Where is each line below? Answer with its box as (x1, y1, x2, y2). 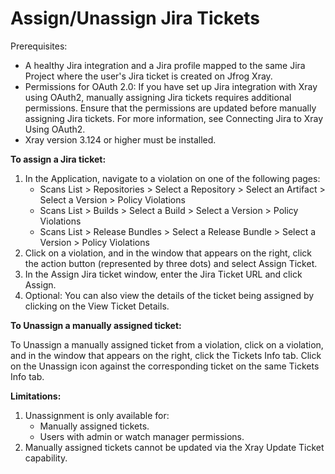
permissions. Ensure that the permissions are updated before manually (24, 102, 317, 114)
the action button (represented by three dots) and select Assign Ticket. (24, 257, 318, 269)
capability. (24, 452, 68, 464)
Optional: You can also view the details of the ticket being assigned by (24, 289, 315, 301)
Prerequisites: (10, 40, 68, 52)
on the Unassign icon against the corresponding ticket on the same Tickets (10, 360, 320, 372)
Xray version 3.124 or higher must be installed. (24, 133, 217, 146)
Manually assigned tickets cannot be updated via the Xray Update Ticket (24, 441, 325, 453)
